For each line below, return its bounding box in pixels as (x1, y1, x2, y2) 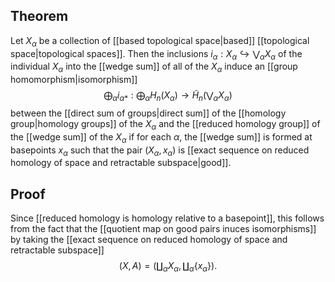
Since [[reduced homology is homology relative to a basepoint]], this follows (10, 212, 325, 224)
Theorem (10, 8, 69, 25)
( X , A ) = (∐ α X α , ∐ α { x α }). (118, 260, 218, 274)
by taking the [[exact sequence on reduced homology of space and (10, 234, 288, 246)
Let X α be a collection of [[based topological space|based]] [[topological (10, 34, 310, 49)
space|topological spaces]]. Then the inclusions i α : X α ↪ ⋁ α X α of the (10, 47, 303, 62)
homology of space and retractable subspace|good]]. (10, 157, 232, 169)
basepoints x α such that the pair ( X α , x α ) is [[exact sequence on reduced (10, 144, 310, 158)
